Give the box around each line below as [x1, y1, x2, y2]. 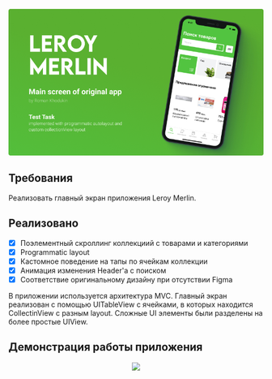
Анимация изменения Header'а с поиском [19, 265, 167, 275]
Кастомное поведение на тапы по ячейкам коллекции [19, 256, 208, 266]
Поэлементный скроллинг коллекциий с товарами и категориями [19, 238, 249, 248]
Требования [8, 171, 73, 185]
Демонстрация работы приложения [8, 340, 203, 354]
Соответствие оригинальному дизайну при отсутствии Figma [19, 274, 233, 284]
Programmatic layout [19, 247, 91, 256]
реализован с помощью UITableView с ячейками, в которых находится [8, 299, 253, 309]
